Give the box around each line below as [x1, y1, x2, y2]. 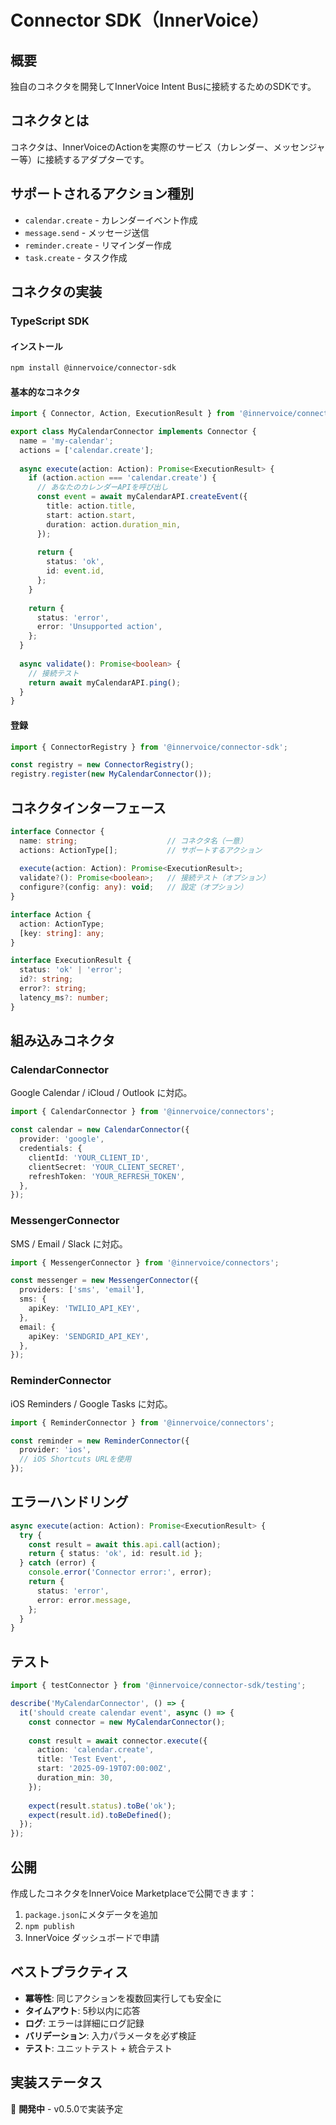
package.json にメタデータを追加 [24, 1908, 158, 1920]
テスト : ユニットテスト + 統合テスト [24, 2042, 173, 2054]
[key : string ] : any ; [19, 928, 105, 938]
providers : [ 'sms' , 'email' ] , [19, 1285, 145, 1295]
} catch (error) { [19, 1558, 97, 1568]
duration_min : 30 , [36, 1773, 114, 1783]
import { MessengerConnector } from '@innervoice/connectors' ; [10, 1257, 280, 1268]
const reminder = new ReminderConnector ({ [10, 1436, 190, 1446]
